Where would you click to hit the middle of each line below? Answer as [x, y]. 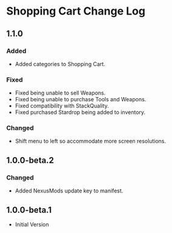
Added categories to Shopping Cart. [60, 64]
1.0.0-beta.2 [30, 160]
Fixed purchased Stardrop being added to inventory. [80, 112]
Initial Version [32, 224]
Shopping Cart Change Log [76, 11]
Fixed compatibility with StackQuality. [62, 106]
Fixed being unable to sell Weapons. [60, 93]
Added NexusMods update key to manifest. [69, 191]
